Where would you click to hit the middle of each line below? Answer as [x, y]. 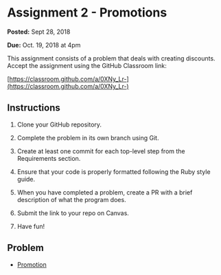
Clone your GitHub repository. [59, 124]
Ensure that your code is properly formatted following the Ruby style [114, 172]
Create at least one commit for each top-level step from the [101, 151]
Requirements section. [49, 158]
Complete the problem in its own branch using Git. [88, 137]
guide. [26, 179]
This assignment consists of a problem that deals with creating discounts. [111, 58]
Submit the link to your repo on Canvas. [73, 213]
